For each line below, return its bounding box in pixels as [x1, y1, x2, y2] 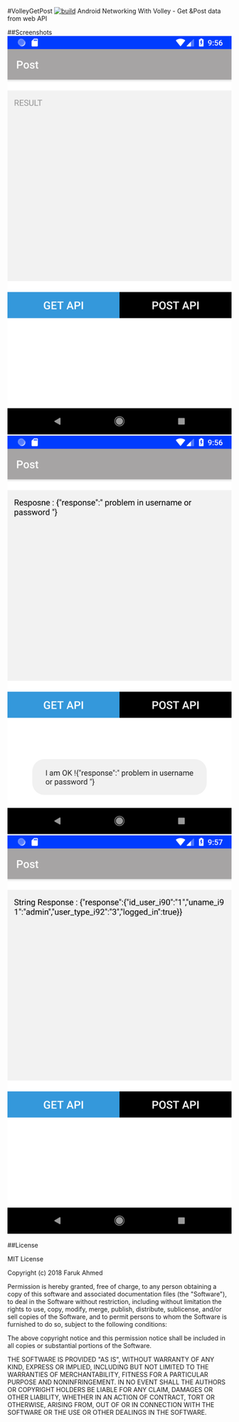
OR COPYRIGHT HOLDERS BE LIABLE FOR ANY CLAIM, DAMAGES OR [7, 1386, 213, 1394]
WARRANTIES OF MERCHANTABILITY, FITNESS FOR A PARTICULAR [7, 1370, 208, 1379]
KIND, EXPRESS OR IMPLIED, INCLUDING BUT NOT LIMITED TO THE [7, 1363, 209, 1371]
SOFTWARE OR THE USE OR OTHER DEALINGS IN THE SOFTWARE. [7, 1408, 207, 1416]
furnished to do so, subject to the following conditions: [7, 1320, 167, 1328]
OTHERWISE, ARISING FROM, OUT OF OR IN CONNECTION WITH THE [7, 1401, 215, 1408]
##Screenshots [7, 28, 53, 36]
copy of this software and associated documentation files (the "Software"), [7, 1290, 228, 1298]
